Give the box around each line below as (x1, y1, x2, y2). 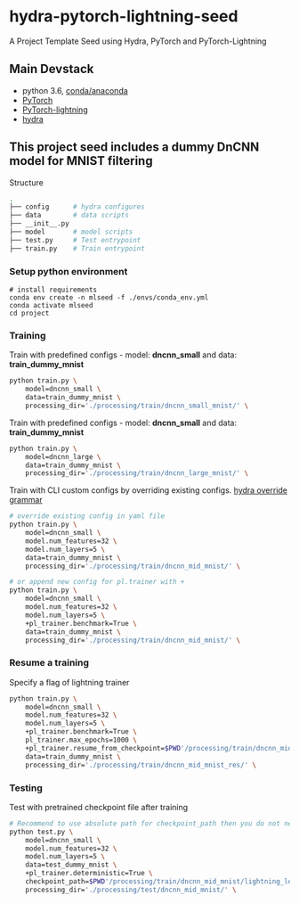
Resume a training (9, 657, 90, 669)
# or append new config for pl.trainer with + (9, 578, 185, 587)
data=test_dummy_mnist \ (25, 860, 117, 870)
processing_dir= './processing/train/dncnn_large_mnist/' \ (25, 469, 249, 478)
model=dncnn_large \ (25, 452, 101, 461)
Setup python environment (9, 265, 128, 277)
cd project (9, 308, 50, 317)
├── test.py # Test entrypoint (9, 235, 141, 244)
